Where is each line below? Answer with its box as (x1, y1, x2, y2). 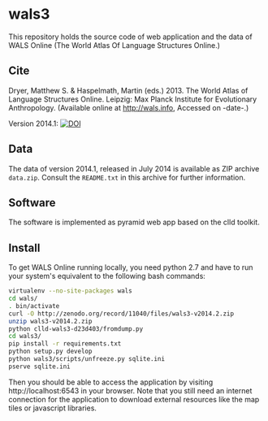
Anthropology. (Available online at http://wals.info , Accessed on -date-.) (8, 102, 249, 112)
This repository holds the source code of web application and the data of (8, 32, 253, 41)
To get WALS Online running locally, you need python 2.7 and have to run (8, 263, 253, 272)
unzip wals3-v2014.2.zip (8, 317, 93, 325)
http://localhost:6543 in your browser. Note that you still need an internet (8, 385, 253, 395)
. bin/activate (8, 302, 60, 310)
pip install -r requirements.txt (8, 340, 122, 348)
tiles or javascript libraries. (8, 403, 97, 413)
